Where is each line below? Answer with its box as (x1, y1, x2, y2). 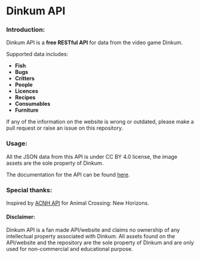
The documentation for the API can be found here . (6, 171, 130, 178)
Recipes (14, 94, 36, 101)
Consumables (14, 100, 51, 107)
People (14, 81, 33, 88)
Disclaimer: (6, 213, 36, 220)
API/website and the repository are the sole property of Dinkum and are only (6, 239, 194, 246)
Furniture (14, 106, 39, 114)
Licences (14, 88, 39, 95)
